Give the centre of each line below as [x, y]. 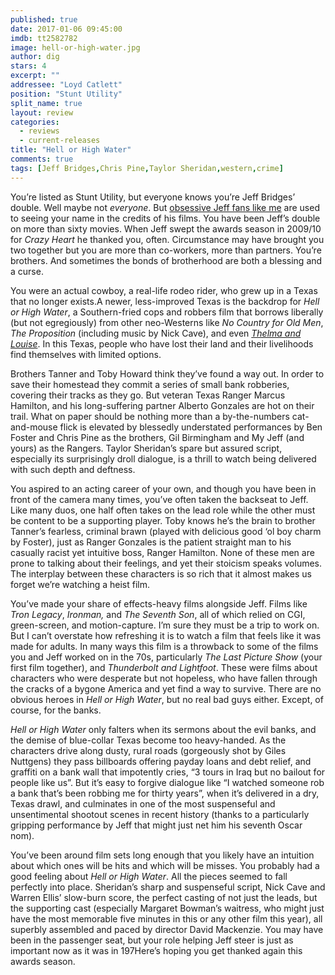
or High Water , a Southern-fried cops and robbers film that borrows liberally [167, 312]
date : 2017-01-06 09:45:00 [66, 29]
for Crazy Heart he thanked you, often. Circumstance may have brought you [167, 239]
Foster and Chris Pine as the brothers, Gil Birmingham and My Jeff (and [157, 437]
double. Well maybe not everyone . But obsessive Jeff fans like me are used [165, 207]
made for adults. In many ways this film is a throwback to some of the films [164, 646]
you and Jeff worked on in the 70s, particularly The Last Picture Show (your [166, 657]
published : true [44, 19]
